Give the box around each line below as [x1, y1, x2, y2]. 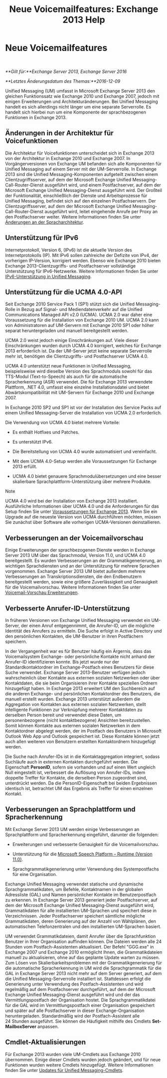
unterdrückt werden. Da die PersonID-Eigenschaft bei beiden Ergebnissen [5, 780, 157, 786]
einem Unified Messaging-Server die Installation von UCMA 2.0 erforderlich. [5, 410, 162, 416]
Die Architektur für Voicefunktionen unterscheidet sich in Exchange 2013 [5, 150, 155, 156]
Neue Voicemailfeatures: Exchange [9, 3, 159, 15]
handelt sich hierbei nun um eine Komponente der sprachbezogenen [5, 109, 146, 115]
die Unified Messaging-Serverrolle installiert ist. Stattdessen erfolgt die [5, 975, 151, 981]
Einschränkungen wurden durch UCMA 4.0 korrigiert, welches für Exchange [5, 342, 162, 348]
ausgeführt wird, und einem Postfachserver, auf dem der [44, 181, 161, 188]
